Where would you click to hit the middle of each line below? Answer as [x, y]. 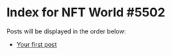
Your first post [36, 44]
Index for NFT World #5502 [86, 13]
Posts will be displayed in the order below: [66, 31]
